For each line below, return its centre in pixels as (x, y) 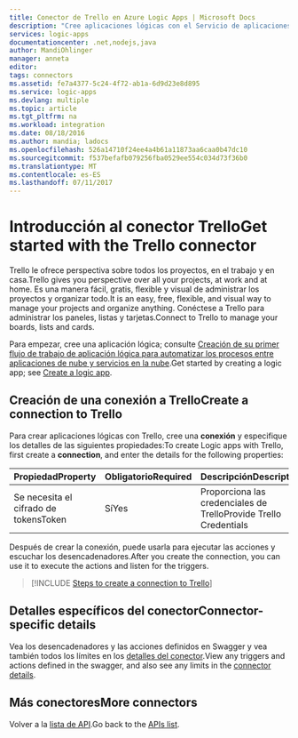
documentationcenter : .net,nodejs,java (83, 42)
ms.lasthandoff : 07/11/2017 (61, 183)
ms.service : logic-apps (53, 92)
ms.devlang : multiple (49, 100)
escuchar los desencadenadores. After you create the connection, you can (145, 556)
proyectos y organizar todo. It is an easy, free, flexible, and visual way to (141, 299)
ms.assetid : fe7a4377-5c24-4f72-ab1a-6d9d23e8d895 (105, 84)
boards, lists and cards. (52, 327)
